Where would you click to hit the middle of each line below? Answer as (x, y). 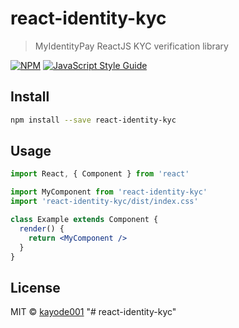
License (35, 287)
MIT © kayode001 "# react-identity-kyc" (93, 312)
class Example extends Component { (84, 220)
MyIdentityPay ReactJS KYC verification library (131, 46)
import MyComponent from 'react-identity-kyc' (109, 192)
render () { (42, 228)
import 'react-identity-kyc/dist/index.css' (104, 202)
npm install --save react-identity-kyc (93, 120)
